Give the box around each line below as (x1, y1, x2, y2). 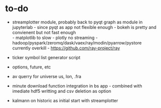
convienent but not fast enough (12, 29, 76, 35)
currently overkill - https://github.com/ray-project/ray (12, 45, 120, 51)
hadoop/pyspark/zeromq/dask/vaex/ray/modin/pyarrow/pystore (12, 40, 142, 45)
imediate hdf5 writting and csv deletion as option (12, 88, 111, 94)
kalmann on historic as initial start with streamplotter (12, 97, 118, 103)
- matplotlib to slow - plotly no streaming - (12, 35, 98, 41)
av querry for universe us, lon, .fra (12, 73, 81, 79)
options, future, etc (12, 64, 51, 70)
